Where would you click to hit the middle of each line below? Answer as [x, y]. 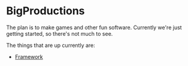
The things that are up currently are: [51, 45]
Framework [29, 56]
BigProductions [46, 11]
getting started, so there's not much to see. [60, 33]
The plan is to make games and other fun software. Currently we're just [94, 27]
